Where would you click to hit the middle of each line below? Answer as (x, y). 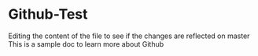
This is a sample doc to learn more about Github (86, 44)
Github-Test (48, 14)
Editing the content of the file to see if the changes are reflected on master (129, 36)
